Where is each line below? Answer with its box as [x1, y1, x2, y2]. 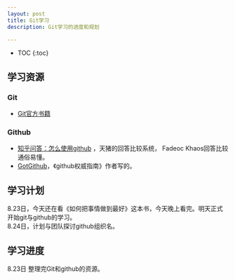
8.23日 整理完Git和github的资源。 [7, 265, 104, 273]
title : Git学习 [7, 17, 50, 24]
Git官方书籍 [17, 110, 51, 118]
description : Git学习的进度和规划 [7, 23, 100, 30]
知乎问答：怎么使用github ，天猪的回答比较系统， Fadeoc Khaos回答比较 [17, 144, 229, 153]
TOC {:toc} [17, 49, 49, 57]
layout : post [7, 10, 46, 18]
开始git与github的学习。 [7, 213, 76, 222]
